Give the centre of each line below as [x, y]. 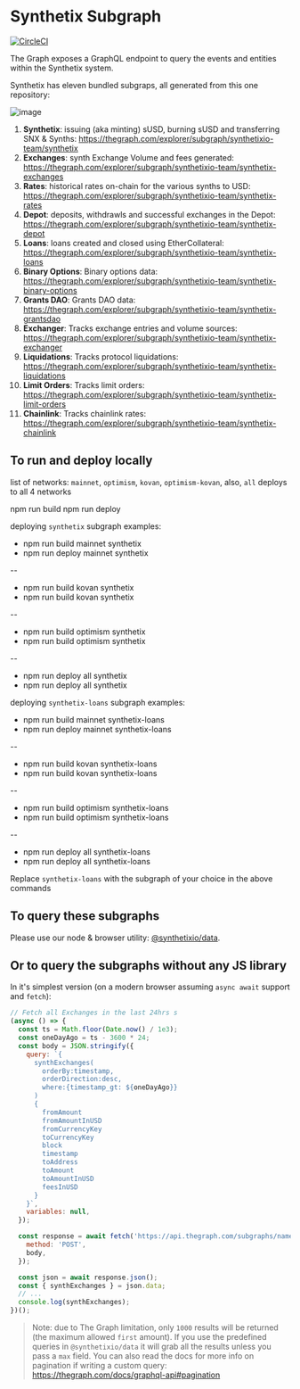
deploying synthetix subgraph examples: [86, 526]
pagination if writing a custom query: [99, 1365]
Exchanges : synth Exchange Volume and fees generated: [129, 157]
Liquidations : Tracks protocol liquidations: [101, 356]
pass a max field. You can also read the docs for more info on [143, 1356]
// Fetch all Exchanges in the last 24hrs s [94, 1013]
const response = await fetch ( [76, 1236]
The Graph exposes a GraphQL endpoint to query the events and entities [143, 58]
